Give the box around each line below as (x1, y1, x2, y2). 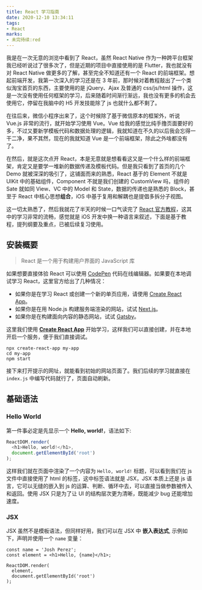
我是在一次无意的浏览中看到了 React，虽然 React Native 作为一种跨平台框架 (6, 54, 194, 61)
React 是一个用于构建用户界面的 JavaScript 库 (20, 257, 135, 264)
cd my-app (6, 350, 31, 356)
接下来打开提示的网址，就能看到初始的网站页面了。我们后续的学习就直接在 (6, 367, 191, 374)
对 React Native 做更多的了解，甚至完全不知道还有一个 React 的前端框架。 (6, 69, 189, 76)
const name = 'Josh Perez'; (6, 547, 77, 553)
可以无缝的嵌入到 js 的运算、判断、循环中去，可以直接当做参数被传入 (22, 483, 192, 489)
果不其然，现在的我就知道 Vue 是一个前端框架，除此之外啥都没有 (26, 135, 188, 142)
